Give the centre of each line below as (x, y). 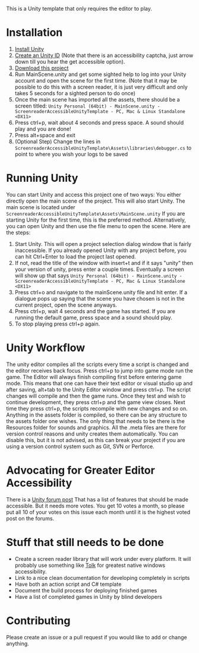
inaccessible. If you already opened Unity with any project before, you (101, 250)
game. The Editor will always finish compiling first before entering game (94, 377)
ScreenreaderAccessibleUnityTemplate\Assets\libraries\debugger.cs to (103, 147)
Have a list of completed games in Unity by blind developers (88, 597)
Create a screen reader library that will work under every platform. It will (103, 559)
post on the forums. (30, 518)
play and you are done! (43, 129)
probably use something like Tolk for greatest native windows (90, 565)
